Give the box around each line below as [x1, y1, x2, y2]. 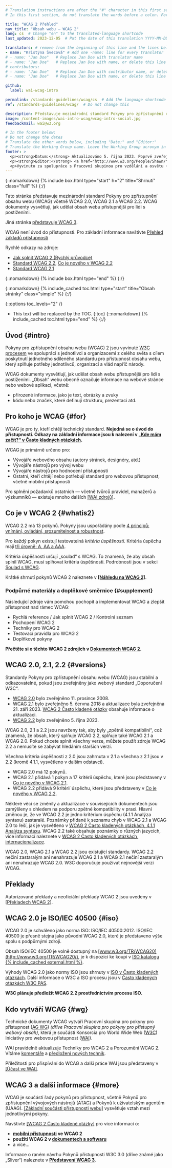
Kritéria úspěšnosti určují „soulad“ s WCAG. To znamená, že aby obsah [5, 553, 155, 559]
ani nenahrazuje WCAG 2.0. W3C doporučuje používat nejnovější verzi [5, 859, 154, 865]
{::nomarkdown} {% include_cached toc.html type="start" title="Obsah [5, 286, 155, 292]
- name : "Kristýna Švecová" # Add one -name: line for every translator [5, 50, 164, 55]
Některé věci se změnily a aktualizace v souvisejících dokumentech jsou [5, 800, 158, 806]
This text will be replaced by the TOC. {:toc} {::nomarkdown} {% [12, 311, 148, 317]
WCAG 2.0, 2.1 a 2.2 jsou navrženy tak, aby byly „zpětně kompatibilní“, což [5, 727, 162, 733]
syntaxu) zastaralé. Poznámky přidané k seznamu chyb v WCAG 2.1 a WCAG [5, 817, 167, 823]
